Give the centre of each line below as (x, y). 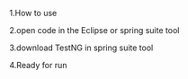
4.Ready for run (38, 65)
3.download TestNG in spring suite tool (81, 48)
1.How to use (33, 13)
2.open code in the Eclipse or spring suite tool (94, 30)
